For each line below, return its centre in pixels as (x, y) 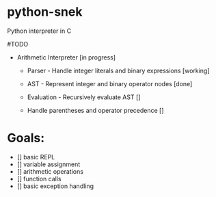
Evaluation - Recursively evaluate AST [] (84, 97)
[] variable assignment (49, 164)
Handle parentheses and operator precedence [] (95, 110)
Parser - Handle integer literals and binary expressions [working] (118, 70)
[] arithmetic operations (50, 171)
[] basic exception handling (55, 186)
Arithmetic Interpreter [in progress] (66, 57)
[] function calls (39, 179)
